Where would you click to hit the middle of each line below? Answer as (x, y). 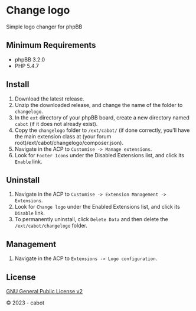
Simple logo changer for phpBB (44, 27)
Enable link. (28, 161)
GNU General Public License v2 (44, 291)
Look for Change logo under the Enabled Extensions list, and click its (97, 207)
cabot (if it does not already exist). (56, 124)
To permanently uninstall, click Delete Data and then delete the (91, 219)
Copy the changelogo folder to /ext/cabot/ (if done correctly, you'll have (102, 130)
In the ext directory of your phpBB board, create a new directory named (102, 117)
